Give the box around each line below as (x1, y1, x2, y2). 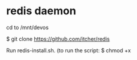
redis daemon (6, 4, 76, 18)
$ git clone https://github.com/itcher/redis (6, 35, 110, 42)
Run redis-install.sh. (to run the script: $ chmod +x (6, 46, 131, 54)
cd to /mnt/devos (6, 24, 49, 31)
